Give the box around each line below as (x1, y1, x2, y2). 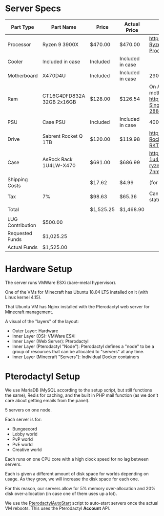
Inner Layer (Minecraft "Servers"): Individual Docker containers (12, 354, 140, 360)
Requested (7, 230, 33, 236)
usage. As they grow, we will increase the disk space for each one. (5, 476, 139, 482)
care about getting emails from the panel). (5, 397, 90, 403)
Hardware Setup (5, 263, 72, 275)
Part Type (11, 23, 34, 30)
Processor (7, 41, 31, 48)
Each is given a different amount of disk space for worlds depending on (5, 471, 149, 476)
